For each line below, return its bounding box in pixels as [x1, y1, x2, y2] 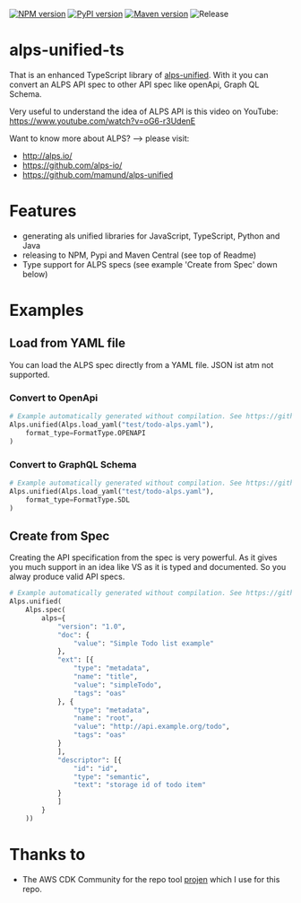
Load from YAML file [9, 336, 125, 351]
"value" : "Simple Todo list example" [73, 638, 215, 648]
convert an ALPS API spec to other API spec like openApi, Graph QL [9, 79, 260, 90]
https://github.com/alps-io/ [21, 160, 123, 171]
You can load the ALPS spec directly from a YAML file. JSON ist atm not [9, 359, 274, 370]
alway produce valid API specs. [9, 571, 125, 583]
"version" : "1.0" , [56, 622, 126, 631]
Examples [9, 301, 84, 320]
